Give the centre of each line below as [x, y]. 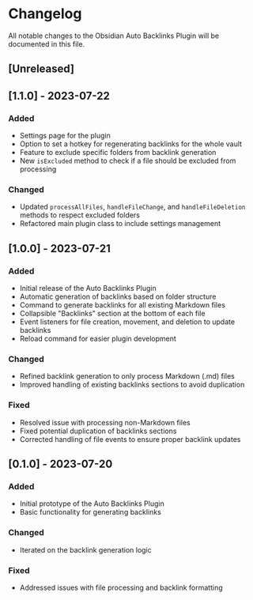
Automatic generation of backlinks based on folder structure [118, 296]
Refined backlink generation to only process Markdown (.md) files [127, 376]
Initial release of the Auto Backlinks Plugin [88, 288]
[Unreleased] [42, 69]
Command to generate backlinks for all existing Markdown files [122, 305]
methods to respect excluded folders [80, 215]
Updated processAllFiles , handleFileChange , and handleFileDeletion [132, 207]
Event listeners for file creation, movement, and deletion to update [127, 322]
